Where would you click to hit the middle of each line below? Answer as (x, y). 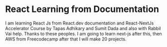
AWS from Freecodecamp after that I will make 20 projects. (66, 39)
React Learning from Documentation (82, 9)
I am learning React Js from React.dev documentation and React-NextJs (80, 23)
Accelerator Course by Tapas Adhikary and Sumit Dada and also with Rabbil (83, 28)
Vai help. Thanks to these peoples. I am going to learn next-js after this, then (83, 33)
